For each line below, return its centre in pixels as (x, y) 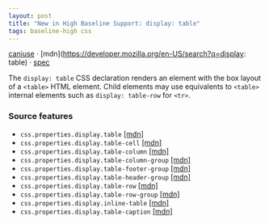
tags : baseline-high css (50, 31)
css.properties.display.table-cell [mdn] (91, 142)
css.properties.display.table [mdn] (82, 133)
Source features (41, 116)
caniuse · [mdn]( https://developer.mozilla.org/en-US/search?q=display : (127, 54)
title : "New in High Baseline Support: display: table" (104, 23)
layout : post (30, 16)
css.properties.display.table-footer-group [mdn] (105, 168)
